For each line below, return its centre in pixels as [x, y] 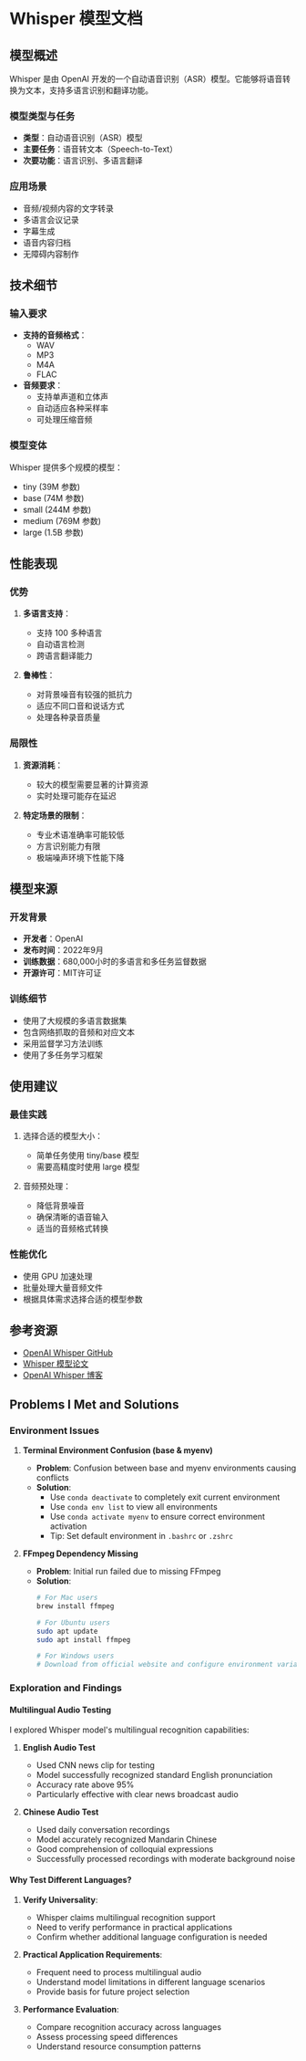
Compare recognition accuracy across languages [128, 2027]
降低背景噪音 [60, 1206]
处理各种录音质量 [68, 717]
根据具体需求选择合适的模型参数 [82, 1299]
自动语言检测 [60, 644]
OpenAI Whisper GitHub [68, 1353]
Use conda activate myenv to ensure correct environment [158, 1517]
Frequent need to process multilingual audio [119, 1972]
